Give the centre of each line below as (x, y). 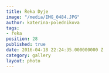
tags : (13, 28)
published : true (26, 45)
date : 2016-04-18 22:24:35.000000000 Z (55, 50)
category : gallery (28, 55)
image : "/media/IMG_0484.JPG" (43, 17)
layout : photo (23, 61)
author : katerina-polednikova (43, 22)
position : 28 (22, 39)
